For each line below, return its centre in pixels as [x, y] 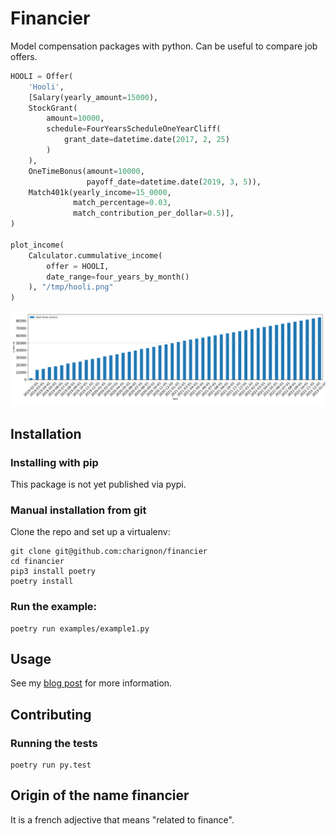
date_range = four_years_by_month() [118, 277]
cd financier [37, 562]
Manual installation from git [78, 510]
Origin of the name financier [100, 795]
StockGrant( [53, 108]
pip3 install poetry [53, 572]
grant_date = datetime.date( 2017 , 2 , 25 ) [146, 140]
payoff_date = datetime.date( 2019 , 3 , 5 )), [174, 182]
